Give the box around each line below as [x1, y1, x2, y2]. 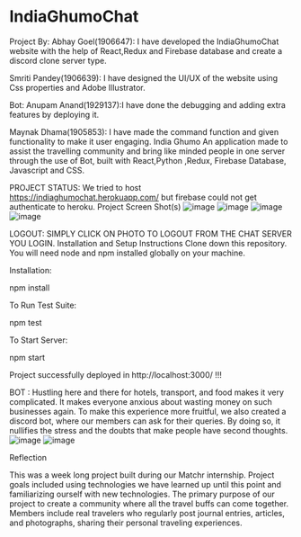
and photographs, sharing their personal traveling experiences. [9, 517, 243, 528]
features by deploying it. [9, 109, 100, 120]
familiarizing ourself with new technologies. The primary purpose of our [9, 488, 276, 499]
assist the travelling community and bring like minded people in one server [9, 146, 286, 157]
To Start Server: [9, 335, 68, 345]
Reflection [9, 452, 48, 462]
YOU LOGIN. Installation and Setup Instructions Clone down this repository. [9, 237, 288, 248]
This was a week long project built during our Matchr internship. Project [9, 470, 275, 480]
